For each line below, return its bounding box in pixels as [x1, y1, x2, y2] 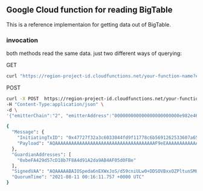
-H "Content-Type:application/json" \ [6, 101, 104, 108]
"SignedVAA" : [11, 169, 45, 175]
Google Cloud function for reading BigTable [6, 5, 173, 15]
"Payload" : [17, 140, 45, 147]
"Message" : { [11, 129, 45, 135]
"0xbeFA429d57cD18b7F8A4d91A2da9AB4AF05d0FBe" [17, 157, 137, 163]
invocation [6, 36, 38, 44]
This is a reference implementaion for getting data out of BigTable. [6, 21, 171, 28]
